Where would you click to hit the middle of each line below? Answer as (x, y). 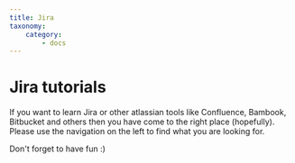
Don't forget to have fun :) (58, 149)
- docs (54, 43)
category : (44, 34)
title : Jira (32, 18)
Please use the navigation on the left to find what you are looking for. (137, 131)
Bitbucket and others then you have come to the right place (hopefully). (142, 122)
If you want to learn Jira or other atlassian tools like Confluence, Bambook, (148, 113)
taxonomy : (28, 26)
